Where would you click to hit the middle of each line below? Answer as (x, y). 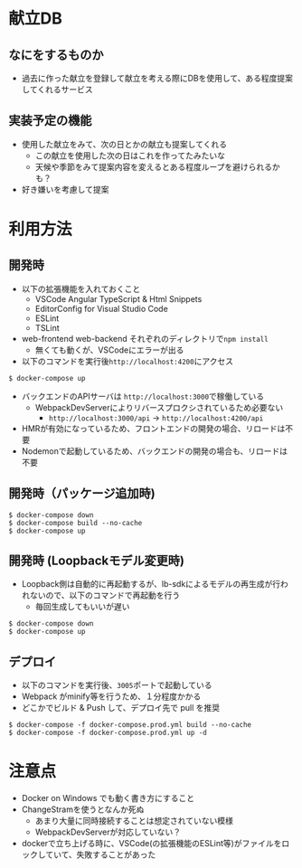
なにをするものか (56, 55)
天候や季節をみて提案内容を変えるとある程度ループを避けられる (154, 166)
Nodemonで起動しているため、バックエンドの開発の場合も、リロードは (155, 451)
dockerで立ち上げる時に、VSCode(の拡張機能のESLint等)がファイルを (151, 844)
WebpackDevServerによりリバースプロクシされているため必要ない (159, 407)
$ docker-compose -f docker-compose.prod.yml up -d (108, 733)
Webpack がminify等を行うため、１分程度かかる (111, 696)
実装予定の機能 (50, 121)
